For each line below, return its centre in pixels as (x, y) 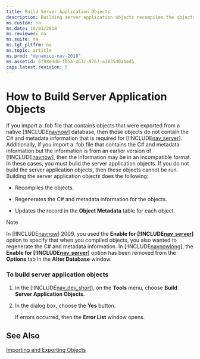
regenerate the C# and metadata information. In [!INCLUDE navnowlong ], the (100, 246)
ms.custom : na (24, 23)
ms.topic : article (29, 51)
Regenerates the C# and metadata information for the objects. (91, 199)
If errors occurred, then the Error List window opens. (80, 317)
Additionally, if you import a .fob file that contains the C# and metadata (93, 145)
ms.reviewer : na (26, 34)
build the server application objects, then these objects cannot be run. (92, 170)
